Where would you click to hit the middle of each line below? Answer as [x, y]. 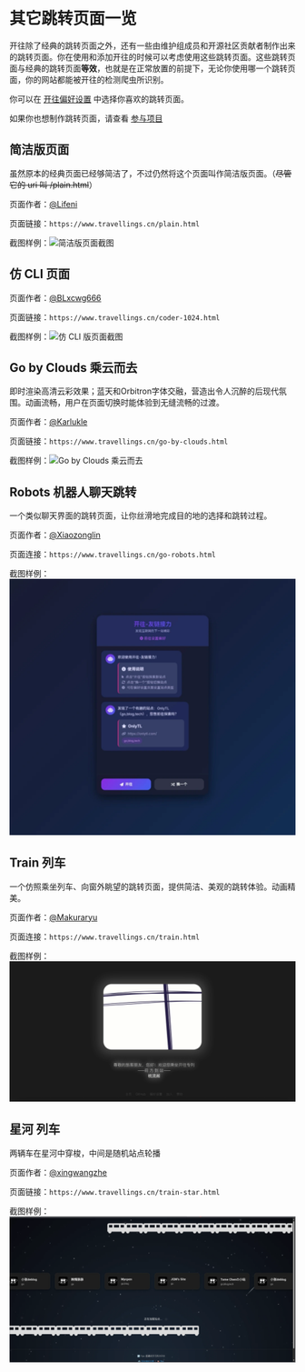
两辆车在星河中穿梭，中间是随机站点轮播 [85, 1153]
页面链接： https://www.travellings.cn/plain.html [104, 223]
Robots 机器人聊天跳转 [73, 492]
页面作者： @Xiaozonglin [55, 535]
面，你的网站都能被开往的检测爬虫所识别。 [89, 79]
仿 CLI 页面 [40, 274]
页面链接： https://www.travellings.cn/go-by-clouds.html [119, 441]
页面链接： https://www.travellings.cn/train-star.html [115, 1191]
